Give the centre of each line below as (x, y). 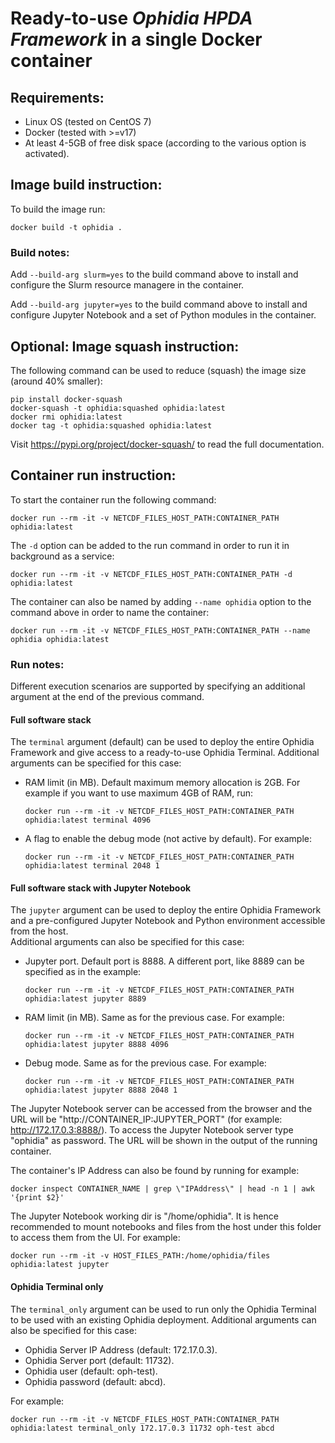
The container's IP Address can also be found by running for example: (155, 1171)
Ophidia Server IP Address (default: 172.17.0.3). (121, 1349)
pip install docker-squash (66, 399)
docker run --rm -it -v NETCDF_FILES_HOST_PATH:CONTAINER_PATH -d (151, 574)
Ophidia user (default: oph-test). (91, 1371)
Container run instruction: (93, 475)
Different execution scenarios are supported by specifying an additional (158, 686)
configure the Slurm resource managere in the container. (127, 285)
